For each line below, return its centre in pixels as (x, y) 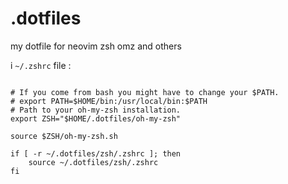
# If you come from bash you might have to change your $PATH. (145, 92)
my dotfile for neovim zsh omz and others (96, 46)
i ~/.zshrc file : (41, 65)
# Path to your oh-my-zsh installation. (96, 110)
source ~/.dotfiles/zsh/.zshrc (93, 162)
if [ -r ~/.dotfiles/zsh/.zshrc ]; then (96, 153)
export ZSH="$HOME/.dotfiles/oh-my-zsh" (96, 118)
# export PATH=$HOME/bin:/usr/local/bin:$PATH (109, 101)
